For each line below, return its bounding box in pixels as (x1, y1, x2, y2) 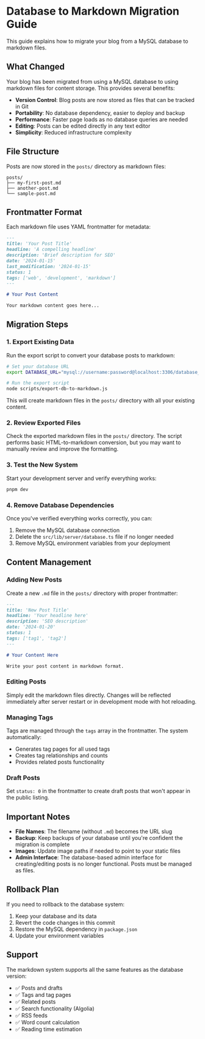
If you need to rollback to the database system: (6, 900, 125, 908)
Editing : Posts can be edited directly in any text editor (15, 122, 151, 129)
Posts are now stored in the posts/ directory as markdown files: (6, 162, 167, 170)
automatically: (6, 733, 41, 740)
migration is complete (15, 841, 70, 848)
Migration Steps (6, 319, 69, 330)
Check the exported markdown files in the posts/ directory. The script (6, 432, 182, 440)
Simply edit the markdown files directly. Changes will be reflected (6, 691, 171, 699)
